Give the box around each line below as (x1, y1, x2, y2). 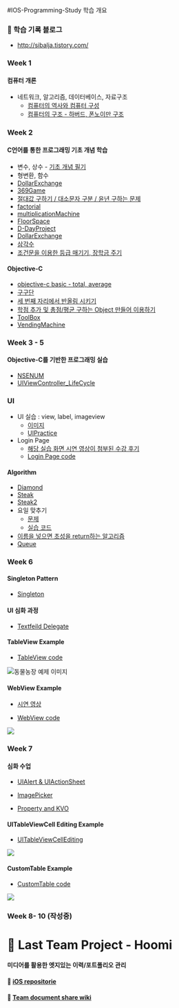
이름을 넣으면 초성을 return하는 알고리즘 (17, 532, 125, 541)
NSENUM (17, 371, 45, 380)
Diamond (17, 483, 43, 492)
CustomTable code (17, 880, 71, 888)
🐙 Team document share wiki (7, 993, 92, 1001)
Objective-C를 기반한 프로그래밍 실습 (7, 356, 108, 364)
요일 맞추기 (17, 506, 48, 514)
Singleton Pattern (7, 574, 59, 582)
